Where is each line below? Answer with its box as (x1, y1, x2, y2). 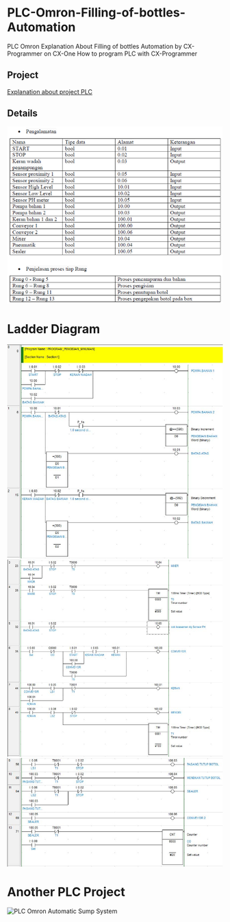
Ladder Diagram (7, 321, 101, 337)
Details (7, 108, 38, 120)
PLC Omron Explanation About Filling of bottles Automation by (7, 42, 183, 50)
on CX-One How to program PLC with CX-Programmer (43, 49, 197, 58)
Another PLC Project (7, 884, 125, 899)
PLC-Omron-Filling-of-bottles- (7, 5, 186, 21)
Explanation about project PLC (7, 87, 92, 95)
